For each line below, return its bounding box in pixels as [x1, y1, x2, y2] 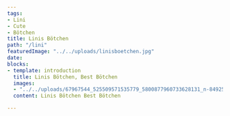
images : [13, 80, 36, 87]
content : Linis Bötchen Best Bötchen [13, 93, 121, 100]
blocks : [7, 61, 29, 68]
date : [7, 55, 23, 61]
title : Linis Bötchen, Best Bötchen [13, 73, 118, 81]
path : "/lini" [7, 42, 48, 48]
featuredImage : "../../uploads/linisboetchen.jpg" [7, 48, 155, 55]
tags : [7, 10, 23, 17]
